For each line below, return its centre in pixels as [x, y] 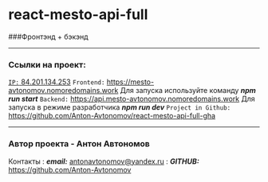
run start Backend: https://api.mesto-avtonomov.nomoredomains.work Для [132, 99]
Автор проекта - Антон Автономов [79, 144]
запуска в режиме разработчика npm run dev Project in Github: [120, 107]
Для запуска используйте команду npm [188, 91]
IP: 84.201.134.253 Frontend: [57, 82]
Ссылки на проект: [47, 64]
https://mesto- [130, 82]
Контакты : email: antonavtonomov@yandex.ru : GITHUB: [104, 161]
